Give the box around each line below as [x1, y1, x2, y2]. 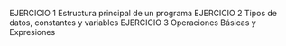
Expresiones [9, 27, 56, 37]
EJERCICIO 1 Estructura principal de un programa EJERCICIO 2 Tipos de [9, 8, 278, 18]
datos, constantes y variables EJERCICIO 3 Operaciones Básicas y [9, 17, 257, 28]
